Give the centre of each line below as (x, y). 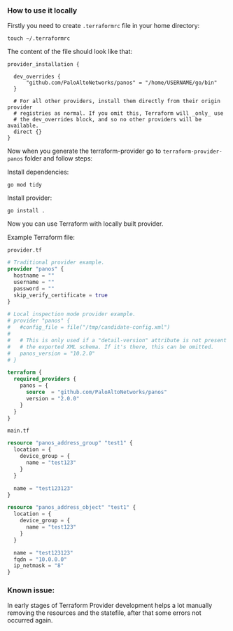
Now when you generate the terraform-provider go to (84, 151)
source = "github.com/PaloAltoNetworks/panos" (97, 392)
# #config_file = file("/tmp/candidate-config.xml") (89, 327)
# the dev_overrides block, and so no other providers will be (107, 120)
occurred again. (30, 620)
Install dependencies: (38, 172)
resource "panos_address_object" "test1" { (72, 508)
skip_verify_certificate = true (61, 295)
